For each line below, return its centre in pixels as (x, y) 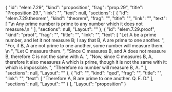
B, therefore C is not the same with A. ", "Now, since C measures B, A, (79, 57)
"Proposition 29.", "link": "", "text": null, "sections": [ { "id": (67, 13)
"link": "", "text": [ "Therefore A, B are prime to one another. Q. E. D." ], (80, 78)
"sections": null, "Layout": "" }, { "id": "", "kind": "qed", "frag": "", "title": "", (84, 73)
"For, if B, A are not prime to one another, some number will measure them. (84, 45)
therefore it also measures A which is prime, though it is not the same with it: (86, 62)
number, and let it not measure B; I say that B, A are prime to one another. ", (85, 40)
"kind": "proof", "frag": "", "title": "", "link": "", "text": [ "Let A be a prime (81, 35)
